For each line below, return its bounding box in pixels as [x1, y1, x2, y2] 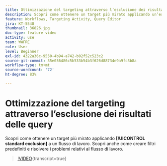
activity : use [5, 35, 35, 40]
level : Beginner [5, 49, 39, 54]
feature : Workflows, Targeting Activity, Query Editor [5, 16, 121, 21]
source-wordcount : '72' [5, 68, 55, 73]
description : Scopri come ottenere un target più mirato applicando [5, 12, 150, 17]
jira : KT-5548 [5, 21, 35, 26]
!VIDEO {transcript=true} [17, 155, 67, 162]
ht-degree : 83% [5, 72, 37, 77]
